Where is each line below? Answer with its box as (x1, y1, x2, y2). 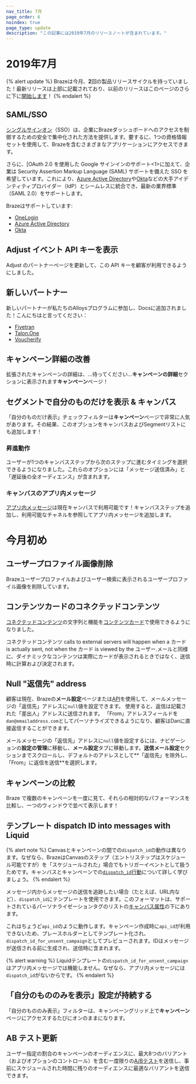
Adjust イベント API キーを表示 (6, 245, 118, 255)
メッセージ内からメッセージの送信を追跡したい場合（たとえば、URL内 (6, 888, 175, 895)
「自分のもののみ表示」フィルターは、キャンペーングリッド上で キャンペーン (6, 1007, 190, 1014)
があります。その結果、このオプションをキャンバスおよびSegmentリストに (6, 421, 186, 428)
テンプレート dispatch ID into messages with (6, 820, 171, 830)
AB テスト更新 (6, 1033, 57, 1043)
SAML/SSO (6, 110, 48, 120)
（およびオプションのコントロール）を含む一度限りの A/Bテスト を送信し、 (6, 1057, 184, 1064)
